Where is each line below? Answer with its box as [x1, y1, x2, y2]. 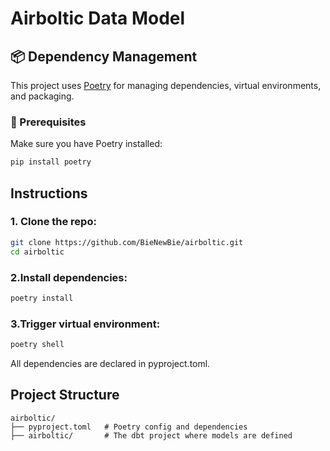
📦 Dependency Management [10, 48, 198, 65]
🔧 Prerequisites [10, 115, 87, 129]
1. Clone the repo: [10, 215, 97, 229]
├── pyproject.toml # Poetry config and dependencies [10, 422, 248, 432]
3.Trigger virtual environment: [10, 317, 161, 331]
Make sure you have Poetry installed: [10, 138, 163, 150]
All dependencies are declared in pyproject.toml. [10, 357, 211, 369]
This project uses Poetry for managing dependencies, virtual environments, [10, 80, 322, 91]
